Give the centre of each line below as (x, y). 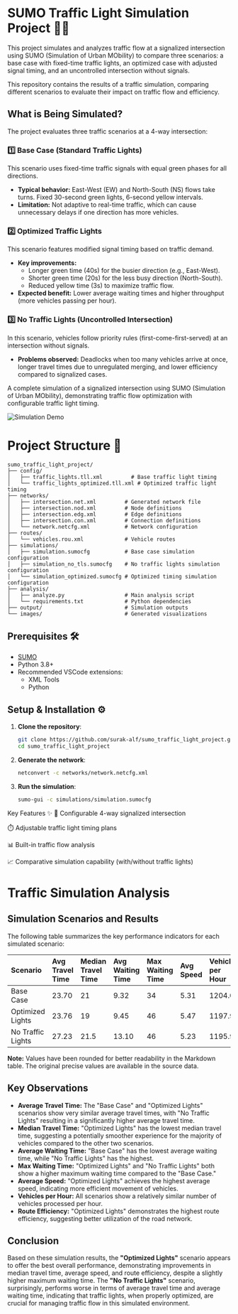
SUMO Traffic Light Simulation (98, 13)
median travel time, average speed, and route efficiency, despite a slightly (115, 1273)
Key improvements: (47, 263)
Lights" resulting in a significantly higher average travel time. (106, 1120)
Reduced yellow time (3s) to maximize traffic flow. (101, 286)
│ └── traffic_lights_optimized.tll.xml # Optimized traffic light (112, 483)
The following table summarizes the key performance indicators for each (113, 936)
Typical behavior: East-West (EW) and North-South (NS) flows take (117, 190)
